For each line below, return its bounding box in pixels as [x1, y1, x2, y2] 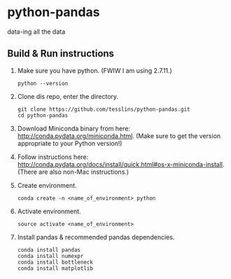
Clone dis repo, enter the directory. [17, 92, 119, 100]
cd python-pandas [17, 111, 69, 119]
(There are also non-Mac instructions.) [17, 168, 129, 176]
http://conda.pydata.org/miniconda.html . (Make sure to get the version [17, 131, 221, 140]
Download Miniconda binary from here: [17, 124, 131, 132]
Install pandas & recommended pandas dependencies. [17, 233, 175, 241]
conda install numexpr [17, 252, 84, 259]
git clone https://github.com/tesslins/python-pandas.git [17, 106, 190, 113]
